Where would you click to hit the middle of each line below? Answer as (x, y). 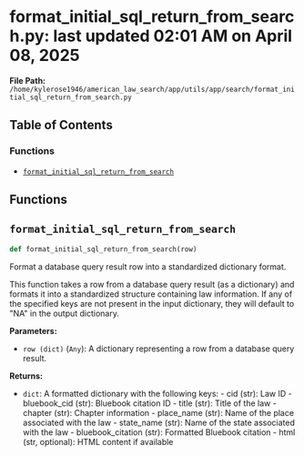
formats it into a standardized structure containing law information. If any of (151, 294)
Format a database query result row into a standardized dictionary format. (148, 267)
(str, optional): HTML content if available (98, 441)
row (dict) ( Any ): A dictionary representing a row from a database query (158, 349)
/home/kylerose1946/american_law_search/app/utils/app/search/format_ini (152, 89)
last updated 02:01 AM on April (173, 36)
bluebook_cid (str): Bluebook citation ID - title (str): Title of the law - (150, 403)
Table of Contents (61, 125)
